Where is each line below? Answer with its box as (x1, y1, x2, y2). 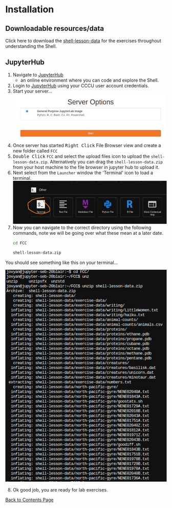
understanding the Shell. (5, 43, 57, 49)
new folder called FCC (12, 148, 58, 154)
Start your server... (12, 88, 53, 94)
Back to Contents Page (5, 497, 54, 503)
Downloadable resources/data (5, 24, 104, 33)
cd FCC (12, 240, 27, 246)
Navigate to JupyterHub (12, 71, 64, 78)
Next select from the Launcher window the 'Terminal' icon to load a (12, 170, 154, 176)
